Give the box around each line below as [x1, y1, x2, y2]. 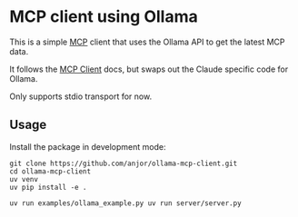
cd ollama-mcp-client [9, 166, 92, 176]
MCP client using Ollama [9, 6, 198, 27]
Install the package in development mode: [9, 141, 166, 152]
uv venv [9, 174, 39, 183]
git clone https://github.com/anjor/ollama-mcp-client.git [9, 159, 238, 168]
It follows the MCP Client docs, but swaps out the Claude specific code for [9, 64, 289, 74]
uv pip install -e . [9, 182, 88, 192]
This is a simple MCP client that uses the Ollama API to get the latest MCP [9, 36, 285, 47]
